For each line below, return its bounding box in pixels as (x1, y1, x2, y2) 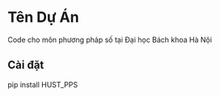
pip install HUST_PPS (7, 79, 78, 89)
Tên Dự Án (7, 8, 79, 27)
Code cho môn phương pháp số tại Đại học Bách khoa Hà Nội (7, 35, 212, 44)
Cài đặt (7, 58, 44, 72)
